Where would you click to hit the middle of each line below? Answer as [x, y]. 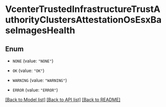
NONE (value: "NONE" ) [33, 61]
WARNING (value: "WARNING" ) [39, 80]
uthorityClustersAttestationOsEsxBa [84, 20]
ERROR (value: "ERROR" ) [35, 90]
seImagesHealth [40, 30]
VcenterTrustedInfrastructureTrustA [83, 9]
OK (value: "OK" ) [28, 70]
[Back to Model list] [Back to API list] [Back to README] [63, 99]
